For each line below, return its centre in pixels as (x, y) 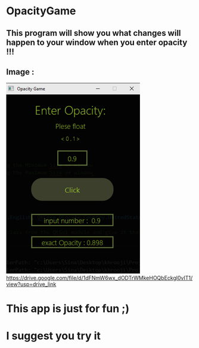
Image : (20, 72)
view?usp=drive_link (31, 284)
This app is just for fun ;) (68, 308)
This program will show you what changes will (94, 33)
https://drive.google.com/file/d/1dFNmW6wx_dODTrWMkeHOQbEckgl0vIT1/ (99, 278)
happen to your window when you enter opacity (97, 42)
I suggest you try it (54, 336)
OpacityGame (41, 11)
